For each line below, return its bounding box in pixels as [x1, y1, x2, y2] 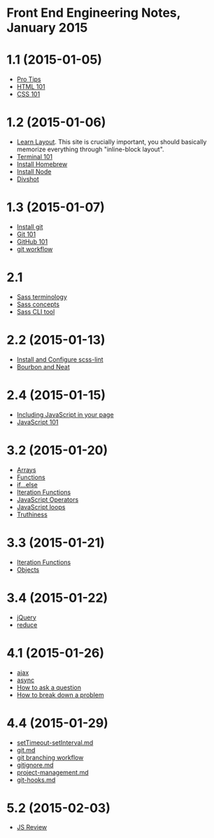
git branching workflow [16, 753, 84, 762]
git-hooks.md [16, 776, 56, 784]
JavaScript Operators [16, 495, 79, 504]
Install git [16, 223, 43, 231]
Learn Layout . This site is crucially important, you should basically [16, 138, 207, 146]
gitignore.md [16, 760, 54, 769]
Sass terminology [16, 292, 68, 301]
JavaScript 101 [16, 418, 59, 426]
